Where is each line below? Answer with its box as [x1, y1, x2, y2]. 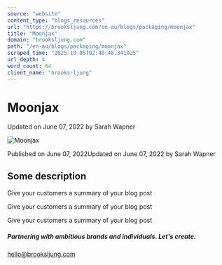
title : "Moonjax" [7, 30, 58, 37]
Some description [7, 170, 87, 182]
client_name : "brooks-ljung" [7, 69, 92, 76]
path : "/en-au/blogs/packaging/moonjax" [7, 43, 127, 50]
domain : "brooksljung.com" [7, 37, 86, 44]
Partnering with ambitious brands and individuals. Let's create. [7, 232, 196, 240]
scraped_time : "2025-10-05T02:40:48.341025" [7, 50, 139, 57]
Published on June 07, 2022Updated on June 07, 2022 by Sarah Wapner [7, 150, 216, 158]
